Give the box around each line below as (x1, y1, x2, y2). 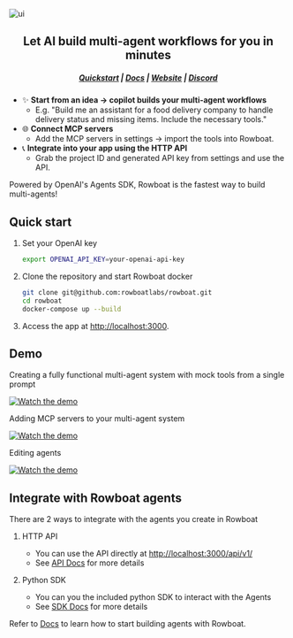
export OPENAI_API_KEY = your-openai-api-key (21, 255, 185, 265)
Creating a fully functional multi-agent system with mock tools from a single (9, 370, 285, 380)
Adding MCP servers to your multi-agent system (9, 413, 185, 424)
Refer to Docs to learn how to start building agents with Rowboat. (9, 619, 246, 629)
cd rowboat (21, 296, 63, 305)
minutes (124, 48, 172, 63)
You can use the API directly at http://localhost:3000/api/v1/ (34, 549, 253, 559)
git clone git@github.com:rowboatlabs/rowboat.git (21, 288, 213, 297)
